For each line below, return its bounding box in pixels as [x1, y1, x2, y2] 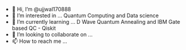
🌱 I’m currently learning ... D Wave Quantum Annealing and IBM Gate [11, 18, 181, 25]
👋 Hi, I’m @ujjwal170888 [11, 6, 72, 12]
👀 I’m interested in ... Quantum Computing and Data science [11, 12, 159, 19]
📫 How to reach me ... [11, 37, 67, 45]
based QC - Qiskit [11, 24, 56, 32]
